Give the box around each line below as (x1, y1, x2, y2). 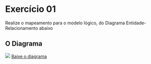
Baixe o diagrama (11, 53, 47, 59)
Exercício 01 (5, 3, 56, 15)
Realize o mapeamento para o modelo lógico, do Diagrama (5, 20, 125, 26)
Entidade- (126, 20, 147, 26)
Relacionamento (5, 25, 38, 31)
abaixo (39, 25, 53, 31)
